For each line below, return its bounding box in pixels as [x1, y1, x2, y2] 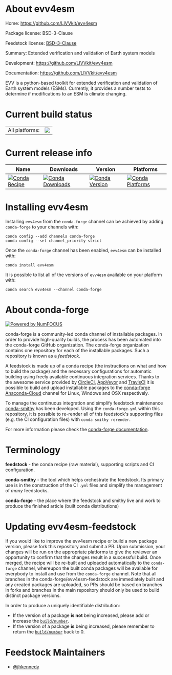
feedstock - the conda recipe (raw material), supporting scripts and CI [5, 461, 155, 467]
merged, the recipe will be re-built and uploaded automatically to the [5, 560, 150, 566]
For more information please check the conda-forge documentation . [5, 426, 149, 432]
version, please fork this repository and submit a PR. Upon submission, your [5, 543, 165, 549]
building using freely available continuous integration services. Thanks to [5, 373, 160, 380]
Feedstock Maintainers [5, 646, 105, 658]
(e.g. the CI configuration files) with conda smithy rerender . [5, 416, 131, 422]
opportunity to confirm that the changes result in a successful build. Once [5, 554, 161, 560]
